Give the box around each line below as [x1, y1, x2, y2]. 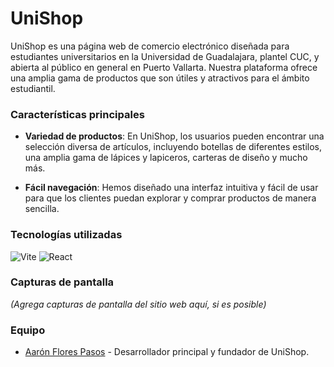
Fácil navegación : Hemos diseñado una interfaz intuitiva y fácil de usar [24, 182, 319, 194]
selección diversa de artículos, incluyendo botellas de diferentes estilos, [24, 141, 322, 153]
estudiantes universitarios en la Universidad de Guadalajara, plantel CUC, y [10, 50, 320, 62]
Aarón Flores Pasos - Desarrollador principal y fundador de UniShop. [24, 346, 310, 358]
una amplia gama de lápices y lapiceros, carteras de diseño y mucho [24, 152, 308, 164]
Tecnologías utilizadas [10, 228, 123, 242]
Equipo [10, 323, 46, 337]
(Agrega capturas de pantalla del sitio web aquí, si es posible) [10, 298, 267, 310]
